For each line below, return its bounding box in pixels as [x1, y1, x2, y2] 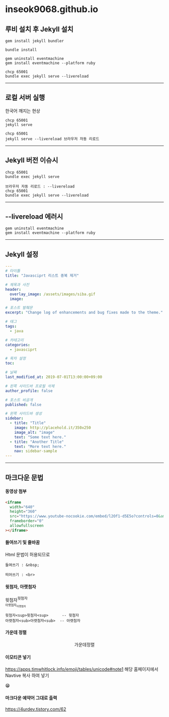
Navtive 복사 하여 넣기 [5, 673, 49, 679]
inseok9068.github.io [5, 4, 99, 15]
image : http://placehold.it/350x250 [14, 425, 92, 430]
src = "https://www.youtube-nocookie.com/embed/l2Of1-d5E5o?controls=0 [10, 514, 158, 519]
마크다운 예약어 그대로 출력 [5, 694, 57, 701]
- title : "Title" [10, 421, 46, 426]
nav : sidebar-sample [14, 448, 57, 454]
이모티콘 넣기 [5, 654, 31, 660]
